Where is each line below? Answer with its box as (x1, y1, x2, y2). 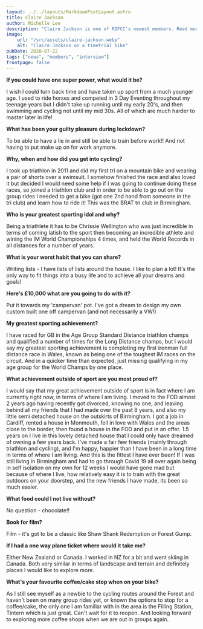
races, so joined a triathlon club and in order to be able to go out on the (6, 186, 184, 194)
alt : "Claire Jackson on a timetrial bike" (17, 43, 129, 49)
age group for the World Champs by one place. (6, 363, 123, 371)
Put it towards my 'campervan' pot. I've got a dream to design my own (6, 301, 181, 308)
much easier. (6, 483, 39, 490)
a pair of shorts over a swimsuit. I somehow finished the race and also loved (6, 173, 196, 180)
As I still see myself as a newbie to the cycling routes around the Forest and (6, 590, 195, 597)
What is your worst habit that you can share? (6, 253, 121, 261)
